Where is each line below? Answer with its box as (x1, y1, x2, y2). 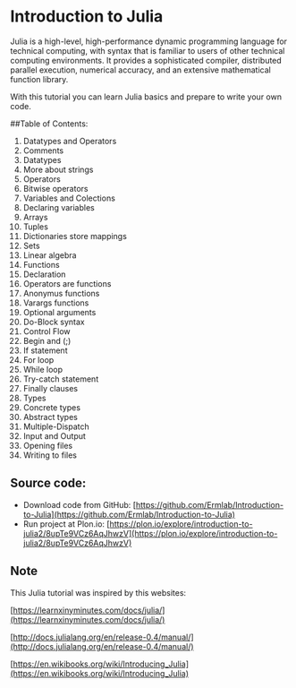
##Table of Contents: (10, 118, 89, 129)
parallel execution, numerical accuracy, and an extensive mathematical (10, 64, 271, 75)
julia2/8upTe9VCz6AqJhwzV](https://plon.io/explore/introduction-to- (22, 528, 278, 538)
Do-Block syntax (22, 316, 85, 327)
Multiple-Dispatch (22, 421, 90, 432)
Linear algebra (22, 249, 77, 261)
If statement (22, 345, 68, 356)
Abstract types (22, 411, 79, 422)
